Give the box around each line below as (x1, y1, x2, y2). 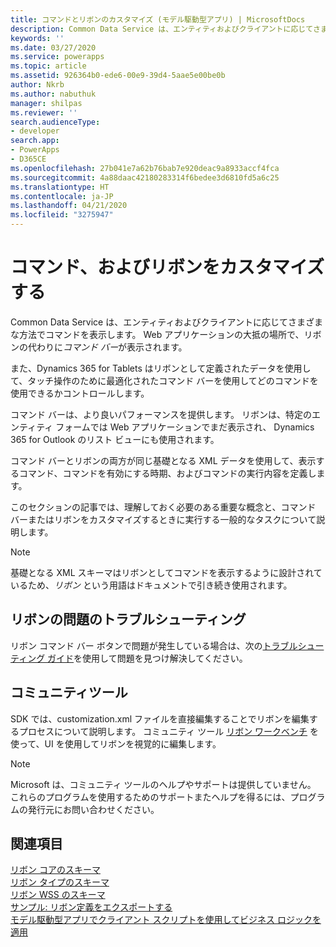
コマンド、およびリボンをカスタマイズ (10, 256, 325, 279)
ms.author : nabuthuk (10, 89, 97, 99)
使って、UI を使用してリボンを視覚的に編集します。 (10, 737, 222, 750)
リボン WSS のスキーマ (10, 889, 106, 901)
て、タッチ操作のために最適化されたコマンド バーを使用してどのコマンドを (10, 374, 319, 386)
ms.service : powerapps (10, 52, 105, 62)
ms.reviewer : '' (10, 107, 78, 118)
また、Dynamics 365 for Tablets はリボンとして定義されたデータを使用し (10, 362, 312, 374)
